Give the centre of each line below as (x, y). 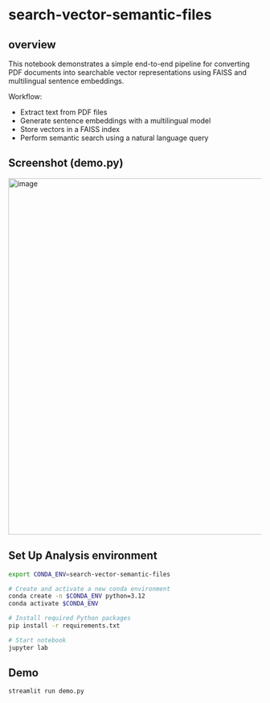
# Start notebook (37, 640)
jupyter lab (28, 647)
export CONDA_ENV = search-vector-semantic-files (90, 574)
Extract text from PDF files (63, 112)
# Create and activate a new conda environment (90, 589)
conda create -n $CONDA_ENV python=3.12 (77, 596)
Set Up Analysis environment (83, 556)
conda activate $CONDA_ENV (53, 604)
